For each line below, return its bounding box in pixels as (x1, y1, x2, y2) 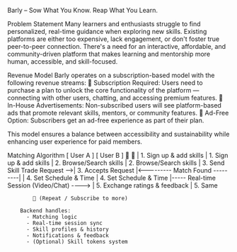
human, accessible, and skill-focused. (7, 57, 118, 66)
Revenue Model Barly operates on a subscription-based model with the (7, 71, 215, 79)
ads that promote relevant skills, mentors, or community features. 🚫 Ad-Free (7, 109, 229, 117)
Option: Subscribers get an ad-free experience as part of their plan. (7, 116, 204, 125)
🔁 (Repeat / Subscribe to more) (33, 195, 129, 202)
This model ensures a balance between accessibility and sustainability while (7, 130, 230, 138)
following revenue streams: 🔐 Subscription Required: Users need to (7, 79, 203, 87)
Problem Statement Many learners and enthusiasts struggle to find (7, 20, 201, 28)
